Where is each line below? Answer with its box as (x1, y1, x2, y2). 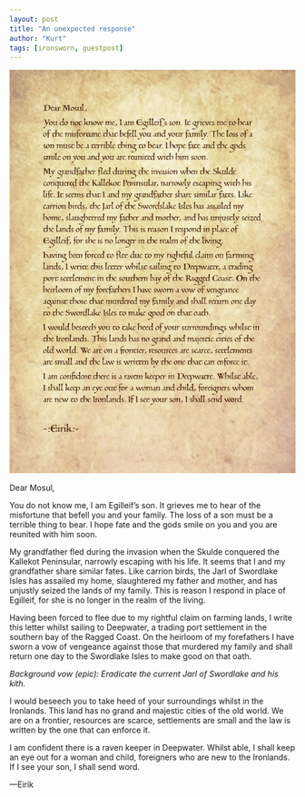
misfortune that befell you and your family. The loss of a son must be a (9, 509, 274, 521)
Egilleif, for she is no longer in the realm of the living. (9, 595, 206, 605)
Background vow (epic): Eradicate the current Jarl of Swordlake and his (9, 668, 279, 680)
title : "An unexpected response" (9, 24, 136, 34)
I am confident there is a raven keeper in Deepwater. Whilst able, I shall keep (9, 743, 296, 753)
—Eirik (9, 779, 34, 790)
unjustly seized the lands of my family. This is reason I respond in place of (9, 585, 286, 596)
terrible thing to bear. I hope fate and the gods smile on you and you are (9, 519, 279, 530)
